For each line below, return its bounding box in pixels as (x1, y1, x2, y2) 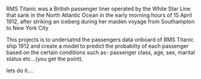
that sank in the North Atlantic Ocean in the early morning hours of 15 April (6, 11, 193, 19)
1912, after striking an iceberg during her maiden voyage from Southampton (6, 18, 195, 25)
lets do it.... (6, 67, 35, 74)
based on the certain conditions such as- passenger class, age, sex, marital (6, 49, 196, 56)
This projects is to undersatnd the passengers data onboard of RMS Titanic (6, 36, 194, 43)
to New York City (6, 24, 48, 31)
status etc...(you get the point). (6, 55, 84, 62)
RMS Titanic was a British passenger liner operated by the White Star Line (6, 5, 191, 12)
